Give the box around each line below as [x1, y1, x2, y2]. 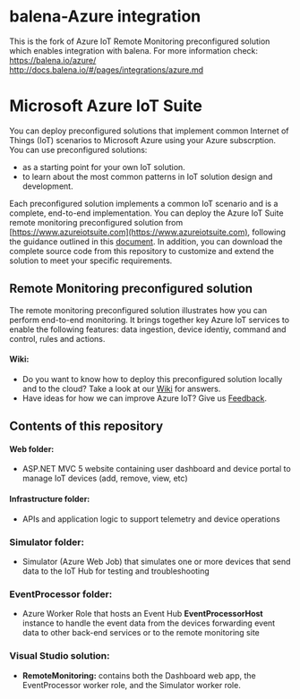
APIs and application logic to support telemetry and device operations [21, 513, 280, 524]
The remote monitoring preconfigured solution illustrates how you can [9, 304, 267, 315]
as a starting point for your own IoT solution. [21, 161, 185, 172]
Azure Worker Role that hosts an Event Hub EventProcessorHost [21, 609, 263, 619]
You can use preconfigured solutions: [9, 144, 148, 155]
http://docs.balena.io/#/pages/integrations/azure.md [9, 64, 204, 75]
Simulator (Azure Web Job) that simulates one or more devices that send [21, 556, 291, 567]
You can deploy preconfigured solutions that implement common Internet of [9, 125, 289, 136]
